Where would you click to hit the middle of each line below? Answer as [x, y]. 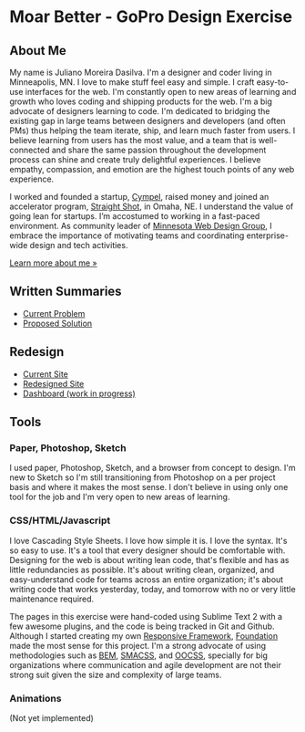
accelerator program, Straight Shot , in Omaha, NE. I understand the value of [152, 206]
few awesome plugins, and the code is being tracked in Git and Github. [142, 626]
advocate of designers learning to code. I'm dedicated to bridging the [140, 111]
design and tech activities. [79, 245]
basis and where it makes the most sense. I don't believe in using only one [149, 487]
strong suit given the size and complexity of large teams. [116, 674]
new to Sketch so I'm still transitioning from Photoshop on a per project [142, 477]
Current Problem [54, 313]
